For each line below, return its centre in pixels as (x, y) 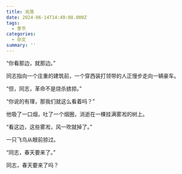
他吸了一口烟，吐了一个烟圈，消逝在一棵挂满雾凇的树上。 (77, 114)
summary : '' (21, 46)
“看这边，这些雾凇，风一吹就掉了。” (49, 127)
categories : (21, 34)
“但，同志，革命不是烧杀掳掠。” (44, 88)
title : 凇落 (20, 12)
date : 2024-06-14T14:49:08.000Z (46, 17)
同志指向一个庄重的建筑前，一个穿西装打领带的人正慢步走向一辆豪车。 (93, 76)
